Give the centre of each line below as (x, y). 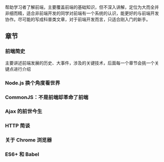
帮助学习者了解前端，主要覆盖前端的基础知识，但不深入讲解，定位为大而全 (80, 7)
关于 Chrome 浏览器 (29, 140)
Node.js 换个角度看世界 (33, 83)
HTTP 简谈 (18, 126)
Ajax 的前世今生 (24, 111)
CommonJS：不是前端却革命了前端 (47, 97)
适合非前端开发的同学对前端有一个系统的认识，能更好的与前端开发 (92, 13)
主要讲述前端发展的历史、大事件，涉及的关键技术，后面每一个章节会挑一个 (80, 63)
